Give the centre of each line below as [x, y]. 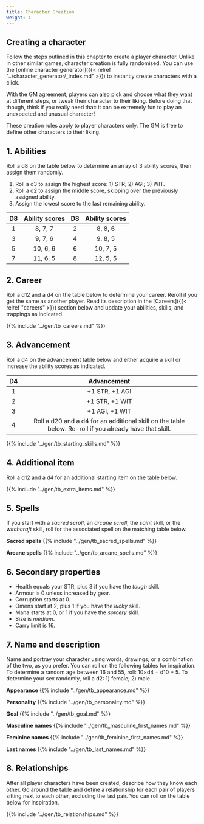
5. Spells [23, 508]
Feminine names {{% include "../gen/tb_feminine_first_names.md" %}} [95, 737]
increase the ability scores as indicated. [56, 366]
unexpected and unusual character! [51, 114]
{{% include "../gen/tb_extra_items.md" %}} [61, 489]
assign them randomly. [35, 172]
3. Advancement [39, 345]
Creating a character [46, 42]
